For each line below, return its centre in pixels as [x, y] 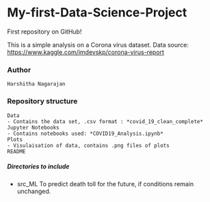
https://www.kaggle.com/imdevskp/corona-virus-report [86, 52]
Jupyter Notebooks [33, 127]
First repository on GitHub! [44, 31]
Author [19, 70]
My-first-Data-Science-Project [97, 13]
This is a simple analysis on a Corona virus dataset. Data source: [98, 45]
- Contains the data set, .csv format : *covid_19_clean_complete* [105, 121]
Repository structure [42, 101]
